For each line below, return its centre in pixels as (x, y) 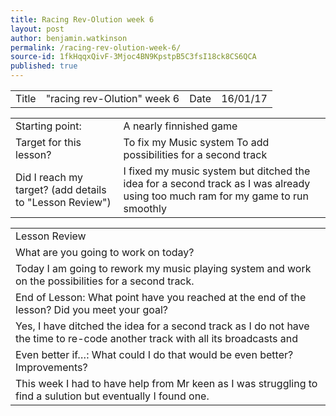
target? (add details (61, 189)
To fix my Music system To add (196, 142)
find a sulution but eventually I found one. (112, 396)
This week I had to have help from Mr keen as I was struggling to (166, 383)
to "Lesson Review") (63, 202)
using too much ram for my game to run (216, 196)
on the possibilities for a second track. (105, 281)
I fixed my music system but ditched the (217, 171)
